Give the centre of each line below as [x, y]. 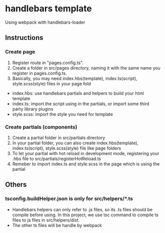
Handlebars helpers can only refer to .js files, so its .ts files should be [82, 209]
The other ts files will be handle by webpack [57, 225]
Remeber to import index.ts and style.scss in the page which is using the [86, 164]
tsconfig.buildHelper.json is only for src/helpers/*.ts [69, 199]
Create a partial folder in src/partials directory [59, 137]
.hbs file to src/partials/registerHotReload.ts [57, 158]
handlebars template [49, 9]
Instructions [24, 38]
